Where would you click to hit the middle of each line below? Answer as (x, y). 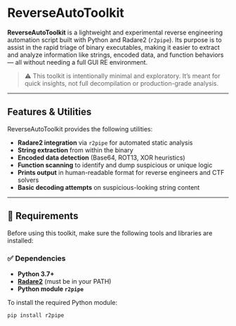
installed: (20, 240)
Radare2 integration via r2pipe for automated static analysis (105, 143)
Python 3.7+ (36, 274)
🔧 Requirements (43, 216)
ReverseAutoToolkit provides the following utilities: (80, 129)
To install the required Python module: (63, 302)
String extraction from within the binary (75, 150)
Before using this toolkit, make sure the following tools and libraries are (110, 233)
